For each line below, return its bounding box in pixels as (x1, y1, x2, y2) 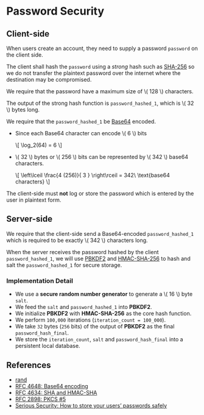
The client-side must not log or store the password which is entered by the (6, 190, 194, 197)
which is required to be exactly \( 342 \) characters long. (6, 236, 148, 244)
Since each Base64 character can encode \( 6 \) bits (15, 130, 147, 137)
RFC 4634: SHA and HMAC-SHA (15, 389, 97, 396)
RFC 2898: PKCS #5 (15, 395, 66, 403)
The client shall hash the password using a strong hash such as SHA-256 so (6, 63, 195, 70)
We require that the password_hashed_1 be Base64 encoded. (6, 118, 157, 125)
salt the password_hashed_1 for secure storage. (6, 261, 122, 269)
